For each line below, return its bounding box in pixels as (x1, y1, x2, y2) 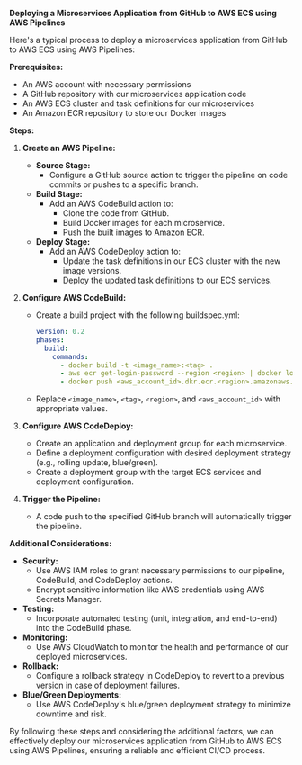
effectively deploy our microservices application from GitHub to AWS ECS (9, 735, 282, 746)
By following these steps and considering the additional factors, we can (9, 726, 274, 737)
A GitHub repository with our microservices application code (22, 89, 247, 99)
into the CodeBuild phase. (35, 623, 132, 634)
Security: (22, 555, 58, 566)
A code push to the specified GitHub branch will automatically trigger (35, 511, 292, 522)
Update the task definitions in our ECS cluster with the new (62, 256, 281, 266)
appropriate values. (35, 403, 108, 414)
